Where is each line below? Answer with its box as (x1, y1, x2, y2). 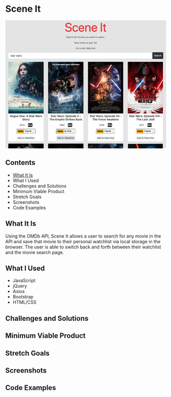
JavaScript (12, 277, 36, 284)
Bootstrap (12, 294, 34, 300)
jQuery (12, 283, 27, 289)
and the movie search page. (5, 249, 64, 255)
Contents (5, 158, 36, 167)
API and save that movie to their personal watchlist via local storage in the (5, 238, 161, 244)
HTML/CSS (12, 299, 37, 306)
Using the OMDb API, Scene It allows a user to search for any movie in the (5, 233, 161, 239)
